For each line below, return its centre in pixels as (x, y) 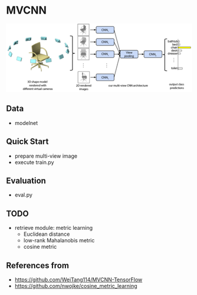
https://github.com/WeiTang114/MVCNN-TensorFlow (78, 280)
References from (38, 265)
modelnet (26, 123)
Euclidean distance (47, 234)
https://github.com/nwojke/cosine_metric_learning (76, 286)
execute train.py (34, 162)
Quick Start (27, 142)
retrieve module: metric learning (54, 228)
